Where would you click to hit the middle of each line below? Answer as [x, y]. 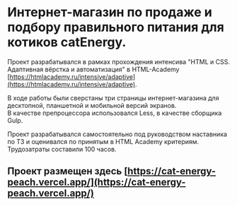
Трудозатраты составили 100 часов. [62, 149]
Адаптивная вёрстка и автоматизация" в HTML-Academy [93, 69]
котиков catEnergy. [67, 42]
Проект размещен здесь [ [68, 171]
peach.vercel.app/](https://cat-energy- [97, 182]
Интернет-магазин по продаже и [110, 12]
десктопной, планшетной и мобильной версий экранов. [92, 105]
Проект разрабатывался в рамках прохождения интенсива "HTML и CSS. [119, 61]
